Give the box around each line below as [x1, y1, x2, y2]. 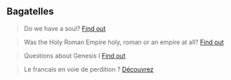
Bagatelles [6, 6, 54, 18]
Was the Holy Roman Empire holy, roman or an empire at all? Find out [23, 38, 224, 46]
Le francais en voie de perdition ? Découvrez [23, 65, 154, 73]
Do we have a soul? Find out [23, 24, 106, 32]
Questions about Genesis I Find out [23, 51, 126, 60]
